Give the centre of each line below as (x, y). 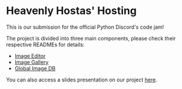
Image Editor (30, 56)
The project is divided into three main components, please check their (91, 38)
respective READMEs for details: (45, 44)
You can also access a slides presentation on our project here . (82, 80)
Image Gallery (32, 62)
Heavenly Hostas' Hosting (72, 11)
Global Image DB (35, 68)
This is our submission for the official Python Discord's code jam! (85, 27)
